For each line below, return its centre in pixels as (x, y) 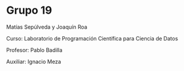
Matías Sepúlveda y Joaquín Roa (47, 27)
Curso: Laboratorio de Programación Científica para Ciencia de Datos (92, 38)
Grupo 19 (29, 10)
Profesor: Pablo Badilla (35, 50)
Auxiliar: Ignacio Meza (34, 61)
